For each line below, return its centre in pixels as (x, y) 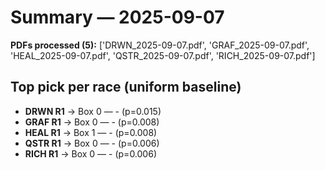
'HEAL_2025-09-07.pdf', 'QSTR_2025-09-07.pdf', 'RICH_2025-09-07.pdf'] (163, 55)
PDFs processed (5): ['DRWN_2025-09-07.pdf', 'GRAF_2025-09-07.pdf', (160, 45)
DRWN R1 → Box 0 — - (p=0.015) (93, 111)
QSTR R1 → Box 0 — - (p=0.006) (92, 143)
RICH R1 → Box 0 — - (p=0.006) (90, 153)
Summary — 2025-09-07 (117, 17)
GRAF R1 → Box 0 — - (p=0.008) (92, 122)
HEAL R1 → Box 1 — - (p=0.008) (91, 132)
